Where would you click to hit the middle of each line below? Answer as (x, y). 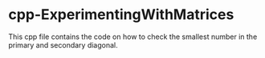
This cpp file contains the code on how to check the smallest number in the (133, 37)
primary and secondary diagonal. (63, 44)
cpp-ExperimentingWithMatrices (121, 15)
